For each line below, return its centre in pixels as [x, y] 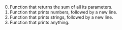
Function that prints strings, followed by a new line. [61, 17]
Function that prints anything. [40, 22]
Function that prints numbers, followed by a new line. [63, 12]
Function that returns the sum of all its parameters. [61, 7]
